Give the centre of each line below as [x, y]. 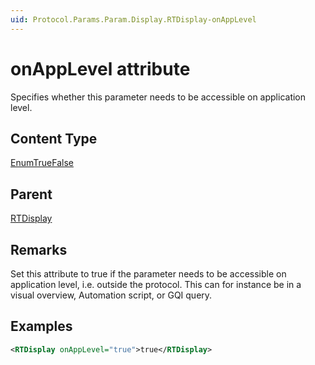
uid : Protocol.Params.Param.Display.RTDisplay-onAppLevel [133, 19]
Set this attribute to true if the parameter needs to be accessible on [148, 274]
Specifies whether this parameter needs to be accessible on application [158, 97]
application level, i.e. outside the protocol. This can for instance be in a [156, 284]
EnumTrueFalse [42, 163]
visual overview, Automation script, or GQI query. [111, 295]
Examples [41, 326]
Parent [31, 194]
